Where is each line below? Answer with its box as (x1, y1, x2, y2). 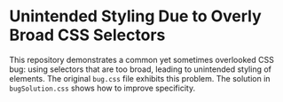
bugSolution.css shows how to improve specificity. (9, 82, 196, 93)
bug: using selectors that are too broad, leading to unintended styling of (9, 64, 272, 75)
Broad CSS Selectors (9, 25, 166, 45)
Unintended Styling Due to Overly (9, 6, 262, 27)
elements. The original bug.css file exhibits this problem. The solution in (9, 73, 271, 83)
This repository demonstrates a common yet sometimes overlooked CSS (9, 54, 275, 65)
